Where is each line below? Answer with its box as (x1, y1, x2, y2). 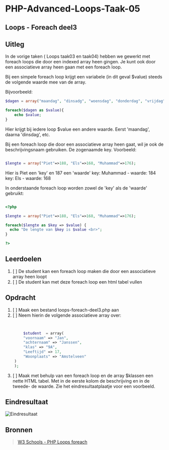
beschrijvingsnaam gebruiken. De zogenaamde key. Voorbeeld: (5, 146, 137, 152)
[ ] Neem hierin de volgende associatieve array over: (12, 312, 122, 318)
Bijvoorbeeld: (5, 89, 33, 95)
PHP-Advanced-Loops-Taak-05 (5, 3, 140, 15)
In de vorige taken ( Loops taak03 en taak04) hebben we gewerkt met (5, 53, 150, 59)
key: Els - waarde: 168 (5, 175, 51, 181)
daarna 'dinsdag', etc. (5, 131, 50, 137)
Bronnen (5, 425, 33, 434)
